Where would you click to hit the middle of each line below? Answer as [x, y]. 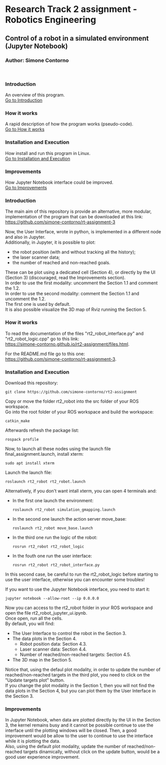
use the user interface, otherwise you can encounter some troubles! [75, 579]
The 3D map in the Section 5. [42, 660]
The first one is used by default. [38, 304]
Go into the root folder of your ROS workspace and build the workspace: [80, 412]
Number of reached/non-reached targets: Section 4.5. [75, 654]
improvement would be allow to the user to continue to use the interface [79, 736]
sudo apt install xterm [30, 463]
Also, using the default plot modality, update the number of [66, 747]
